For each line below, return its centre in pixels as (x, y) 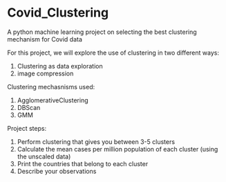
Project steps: (27, 128)
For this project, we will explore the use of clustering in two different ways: (113, 53)
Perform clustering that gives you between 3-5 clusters (96, 142)
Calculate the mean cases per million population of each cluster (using (117, 149)
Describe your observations (57, 171)
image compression (45, 73)
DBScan (29, 107)
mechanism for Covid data (45, 39)
